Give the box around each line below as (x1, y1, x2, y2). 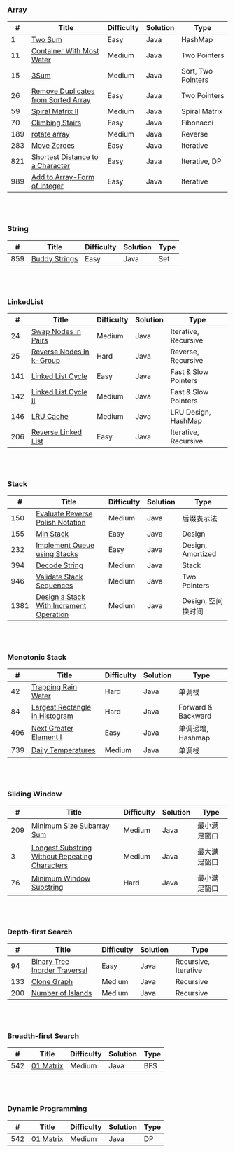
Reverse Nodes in (31, 347, 90, 357)
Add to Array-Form (31, 172, 95, 182)
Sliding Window (7, 789, 62, 799)
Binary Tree (31, 957, 70, 967)
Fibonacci (180, 118, 214, 127)
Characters (31, 860, 69, 870)
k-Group (31, 355, 61, 365)
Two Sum (31, 35, 62, 45)
